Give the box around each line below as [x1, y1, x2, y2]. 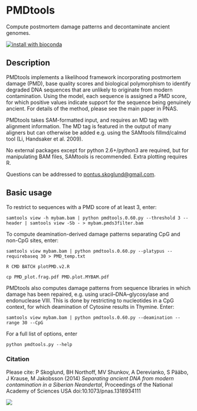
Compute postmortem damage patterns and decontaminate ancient [6, 23, 170, 30]
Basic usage [6, 188, 52, 198]
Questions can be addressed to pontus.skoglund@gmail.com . [6, 171, 156, 178]
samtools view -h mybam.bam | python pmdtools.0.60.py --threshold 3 [6, 215, 181, 221]
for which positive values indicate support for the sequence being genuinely [6, 99, 191, 106]
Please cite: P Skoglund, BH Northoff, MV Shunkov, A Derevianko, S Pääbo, [6, 368, 189, 376]
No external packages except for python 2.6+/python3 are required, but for [6, 146, 189, 154]
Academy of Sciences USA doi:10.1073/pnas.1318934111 [6, 387, 141, 394]
